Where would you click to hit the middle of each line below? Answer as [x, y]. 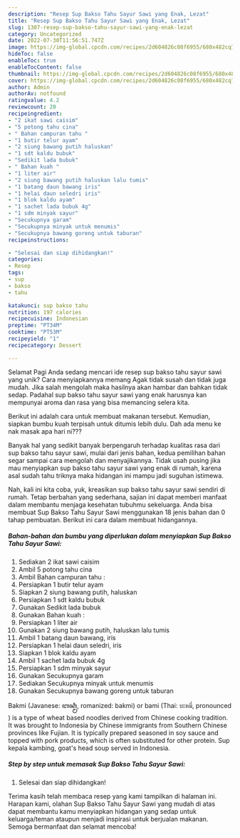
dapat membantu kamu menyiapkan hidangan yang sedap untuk [102, 811]
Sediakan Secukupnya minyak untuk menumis [86, 683]
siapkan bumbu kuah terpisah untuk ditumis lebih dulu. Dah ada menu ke [115, 424]
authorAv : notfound [37, 94]
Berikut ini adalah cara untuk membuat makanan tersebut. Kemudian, [109, 416]
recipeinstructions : [39, 240]
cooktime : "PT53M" [35, 332]
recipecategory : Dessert [45, 345]
